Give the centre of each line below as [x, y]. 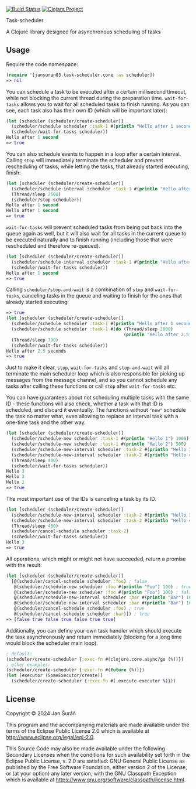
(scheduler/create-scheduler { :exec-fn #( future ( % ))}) [75, 670]
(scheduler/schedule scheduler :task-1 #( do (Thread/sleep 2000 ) [92, 329]
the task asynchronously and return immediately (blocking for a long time [94, 637]
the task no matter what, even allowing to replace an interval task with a [92, 416]
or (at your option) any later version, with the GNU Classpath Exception [91, 773]
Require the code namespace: [42, 64]
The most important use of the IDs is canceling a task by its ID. [81, 498]
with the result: [24, 565]
